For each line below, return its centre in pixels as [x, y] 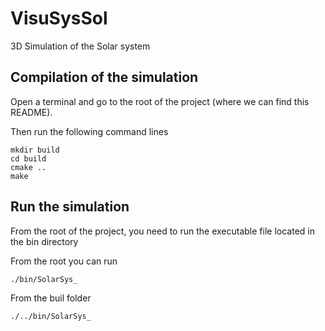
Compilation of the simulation [104, 77]
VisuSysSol [59, 18]
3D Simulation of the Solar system [80, 46]
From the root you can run [64, 261]
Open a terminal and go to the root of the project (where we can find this [160, 101]
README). [31, 112]
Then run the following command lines [89, 131]
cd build [28, 158]
